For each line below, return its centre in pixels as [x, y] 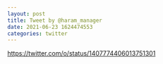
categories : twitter [38, 33]
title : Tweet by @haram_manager [55, 20]
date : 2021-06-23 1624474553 [50, 27]
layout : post [26, 14]
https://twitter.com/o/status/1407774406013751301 [81, 53]
